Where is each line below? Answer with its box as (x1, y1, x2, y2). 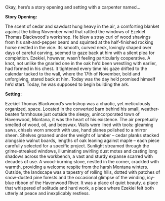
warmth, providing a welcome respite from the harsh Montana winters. (5, 164, 149, 170)
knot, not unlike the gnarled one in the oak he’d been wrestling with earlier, (5, 61, 157, 66)
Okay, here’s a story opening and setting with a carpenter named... (5, 4, 141, 10)
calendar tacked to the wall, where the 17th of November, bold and (5, 71, 141, 76)
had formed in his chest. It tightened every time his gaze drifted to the (5, 66, 147, 71)
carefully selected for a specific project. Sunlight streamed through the (5, 143, 150, 148)
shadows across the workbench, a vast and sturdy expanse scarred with (5, 153, 153, 159)
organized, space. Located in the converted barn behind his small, (5, 106, 140, 112)
